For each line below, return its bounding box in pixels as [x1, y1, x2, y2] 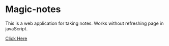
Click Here [5, 35, 27, 41]
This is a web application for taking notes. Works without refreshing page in [5, 20, 164, 26]
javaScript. [5, 25, 28, 31]
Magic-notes [5, 4, 61, 15]
